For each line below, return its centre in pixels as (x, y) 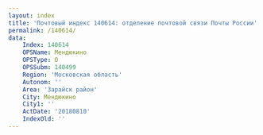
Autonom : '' (42, 82)
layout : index (32, 15)
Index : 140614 (46, 45)
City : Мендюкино (50, 97)
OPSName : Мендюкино (55, 52)
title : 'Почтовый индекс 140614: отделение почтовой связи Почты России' (133, 23)
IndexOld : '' (44, 119)
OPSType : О (41, 60)
